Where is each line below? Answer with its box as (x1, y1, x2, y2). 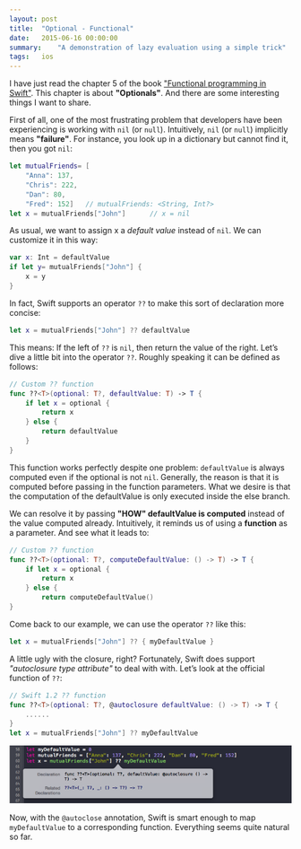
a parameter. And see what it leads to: (9, 527, 150, 538)
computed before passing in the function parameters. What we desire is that (9, 481, 291, 492)
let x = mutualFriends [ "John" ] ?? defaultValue (9, 326, 191, 335)
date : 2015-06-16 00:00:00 (9, 33, 118, 42)
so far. (9, 831, 33, 843)
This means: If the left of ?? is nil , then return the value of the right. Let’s (9, 342, 279, 353)
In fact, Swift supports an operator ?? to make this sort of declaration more (9, 297, 285, 309)
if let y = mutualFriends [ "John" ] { (9, 263, 142, 272)
